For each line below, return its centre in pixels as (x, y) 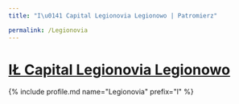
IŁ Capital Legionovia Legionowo (119, 70)
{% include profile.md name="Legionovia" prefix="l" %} (101, 92)
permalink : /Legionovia (48, 30)
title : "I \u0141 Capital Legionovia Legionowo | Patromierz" (113, 16)
